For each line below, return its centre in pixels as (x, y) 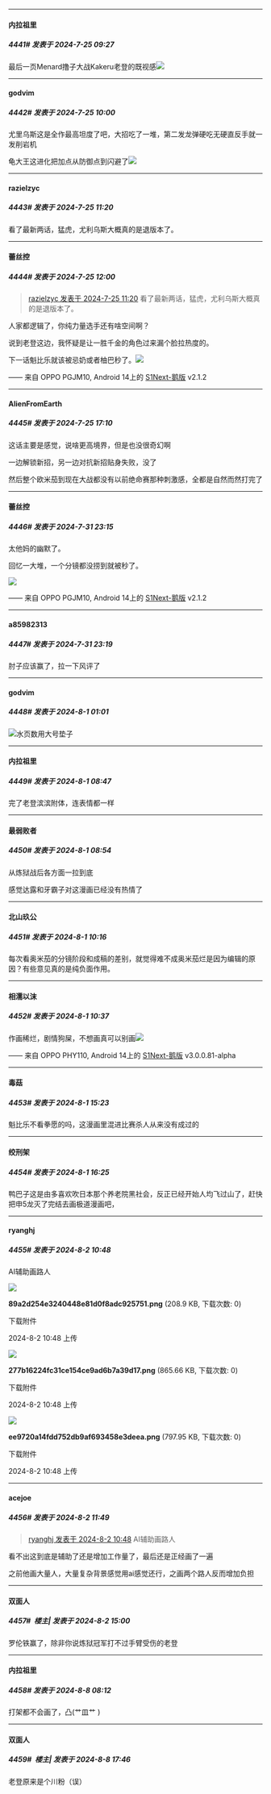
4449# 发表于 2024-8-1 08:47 (60, 781)
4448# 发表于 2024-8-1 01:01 (58, 712)
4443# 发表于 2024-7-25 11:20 (61, 207)
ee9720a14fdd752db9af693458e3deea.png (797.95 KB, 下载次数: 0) (125, 1437)
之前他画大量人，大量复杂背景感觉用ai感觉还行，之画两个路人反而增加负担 (131, 1573)
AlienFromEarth (35, 403)
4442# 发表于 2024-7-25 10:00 (62, 112)
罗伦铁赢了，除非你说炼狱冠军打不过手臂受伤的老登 (93, 1642)
